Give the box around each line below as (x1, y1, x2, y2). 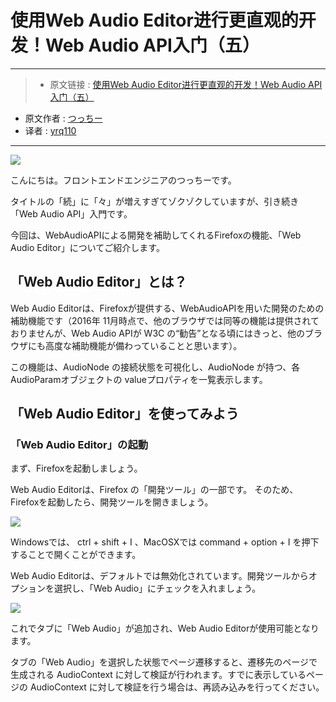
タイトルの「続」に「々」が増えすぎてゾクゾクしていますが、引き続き (10, 195, 300, 207)
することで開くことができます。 (10, 549, 142, 561)
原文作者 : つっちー (24, 112, 103, 124)
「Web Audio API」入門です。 (10, 207, 133, 220)
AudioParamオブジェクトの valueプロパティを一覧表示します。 (10, 373, 268, 385)
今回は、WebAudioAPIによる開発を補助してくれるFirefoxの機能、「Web (10, 229, 302, 241)
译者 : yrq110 (24, 124, 77, 136)
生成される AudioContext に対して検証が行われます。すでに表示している (10, 669, 307, 681)
